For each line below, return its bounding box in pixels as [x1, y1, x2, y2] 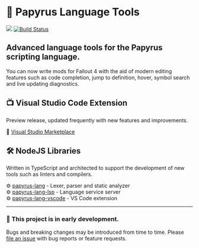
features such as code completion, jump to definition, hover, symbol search [6, 74, 190, 81]
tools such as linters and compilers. [6, 171, 93, 178]
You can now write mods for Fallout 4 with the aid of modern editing [6, 67, 172, 74]
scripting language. [6, 52, 80, 62]
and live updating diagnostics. [6, 80, 80, 87]
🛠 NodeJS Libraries [6, 146, 81, 156]
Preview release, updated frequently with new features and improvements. [6, 116, 188, 123]
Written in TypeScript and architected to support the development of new [6, 165, 185, 172]
